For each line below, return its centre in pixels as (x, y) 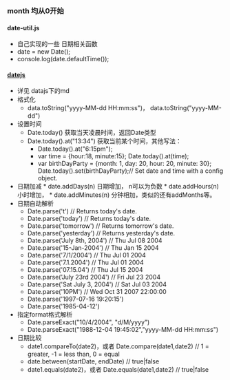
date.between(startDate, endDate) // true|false (93, 361)
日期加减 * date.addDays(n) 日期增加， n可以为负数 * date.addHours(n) (118, 187)
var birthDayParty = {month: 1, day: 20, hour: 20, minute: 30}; (125, 164)
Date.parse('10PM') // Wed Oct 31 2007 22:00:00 (97, 292)
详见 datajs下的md (43, 91)
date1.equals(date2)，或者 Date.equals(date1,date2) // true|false (118, 370)
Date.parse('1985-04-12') (63, 306)
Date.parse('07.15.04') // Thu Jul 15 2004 (85, 270)
